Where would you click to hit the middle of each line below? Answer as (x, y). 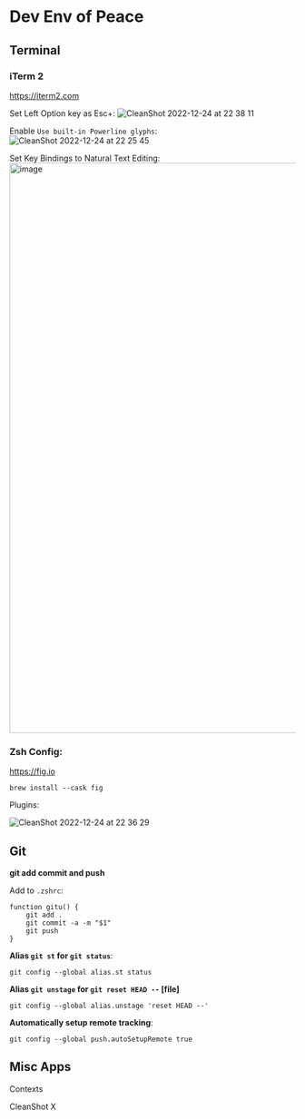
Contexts (26, 1089)
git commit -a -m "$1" (69, 923)
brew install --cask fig (56, 788)
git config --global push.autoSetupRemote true (101, 1039)
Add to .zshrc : (36, 890)
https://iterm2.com (44, 95)
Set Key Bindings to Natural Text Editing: (85, 158)
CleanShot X (33, 1106)
